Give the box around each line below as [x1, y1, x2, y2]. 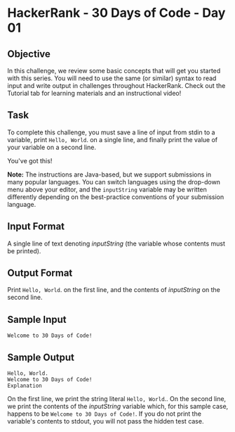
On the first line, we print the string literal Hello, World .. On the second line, [7, 395, 227, 403]
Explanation [7, 382, 42, 390]
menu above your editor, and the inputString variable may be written [7, 185, 207, 193]
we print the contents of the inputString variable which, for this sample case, [7, 402, 229, 411]
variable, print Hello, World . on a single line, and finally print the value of [7, 135, 218, 144]
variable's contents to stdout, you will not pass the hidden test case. [7, 417, 204, 426]
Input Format [7, 220, 65, 233]
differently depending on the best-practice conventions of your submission [7, 192, 224, 201]
